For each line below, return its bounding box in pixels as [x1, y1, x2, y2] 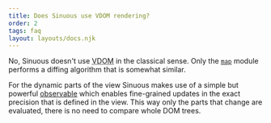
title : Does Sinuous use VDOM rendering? [8, 11, 150, 20]
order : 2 [8, 19, 38, 27]
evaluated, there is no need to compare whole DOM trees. [8, 106, 201, 116]
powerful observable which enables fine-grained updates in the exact [8, 89, 241, 99]
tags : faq [8, 27, 42, 35]
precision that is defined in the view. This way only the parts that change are [8, 97, 263, 107]
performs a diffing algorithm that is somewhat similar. [8, 65, 186, 75]
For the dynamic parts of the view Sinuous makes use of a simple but [8, 80, 239, 90]
